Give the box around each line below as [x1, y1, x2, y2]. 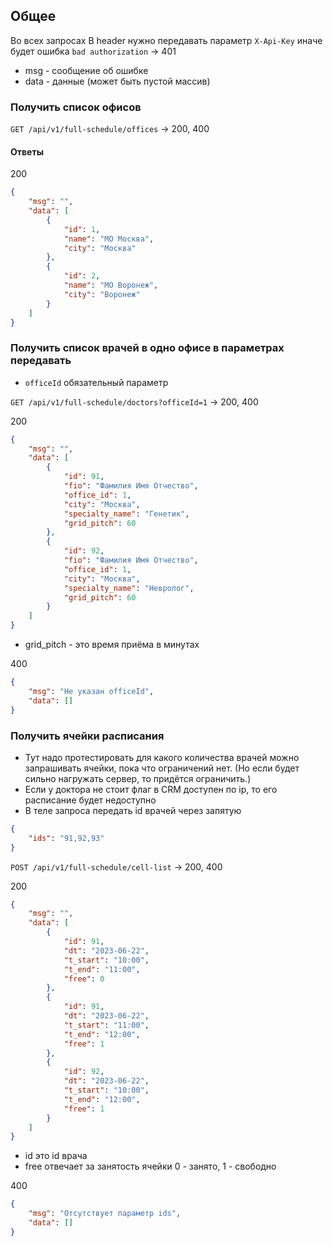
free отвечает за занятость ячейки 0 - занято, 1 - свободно [24, 1160, 277, 1173]
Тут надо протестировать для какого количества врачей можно [24, 751, 300, 763]
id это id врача [24, 1150, 88, 1162]
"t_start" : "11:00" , [63, 1020, 150, 1030]
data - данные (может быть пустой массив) [24, 75, 211, 87]
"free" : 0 [63, 974, 105, 984]
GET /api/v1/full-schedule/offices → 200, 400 [10, 123, 210, 135]
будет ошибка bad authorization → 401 [10, 45, 177, 57]
